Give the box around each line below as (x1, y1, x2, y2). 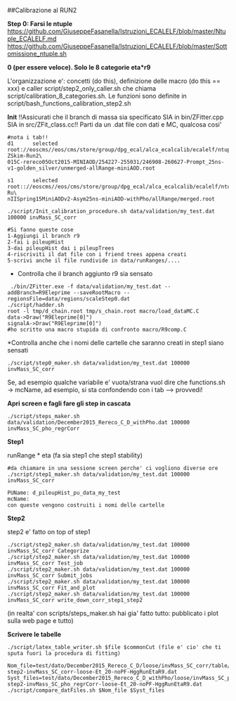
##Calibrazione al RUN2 (7, 6, 77, 14)
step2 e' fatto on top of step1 (7, 528, 91, 536)
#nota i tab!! (7, 134, 49, 141)
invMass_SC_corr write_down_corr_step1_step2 (7, 597, 143, 604)
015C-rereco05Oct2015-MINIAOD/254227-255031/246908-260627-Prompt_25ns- (7, 158, 225, 165)
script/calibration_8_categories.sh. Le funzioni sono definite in (7, 91, 188, 100)
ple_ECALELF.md (7, 34, 57, 43)
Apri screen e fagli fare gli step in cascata (7, 399, 131, 408)
